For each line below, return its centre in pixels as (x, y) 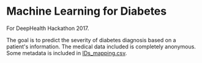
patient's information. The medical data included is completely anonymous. (101, 46)
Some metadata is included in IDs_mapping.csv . (67, 53)
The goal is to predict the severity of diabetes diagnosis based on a (91, 40)
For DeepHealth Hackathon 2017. (48, 28)
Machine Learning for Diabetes (87, 11)
